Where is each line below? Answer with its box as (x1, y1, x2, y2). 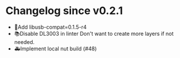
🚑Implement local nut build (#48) (14, 45, 97, 52)
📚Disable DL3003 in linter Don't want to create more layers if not (14, 30, 174, 37)
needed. (14, 38, 35, 45)
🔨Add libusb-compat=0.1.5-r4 (14, 23, 87, 30)
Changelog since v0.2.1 (5, 4, 123, 18)
